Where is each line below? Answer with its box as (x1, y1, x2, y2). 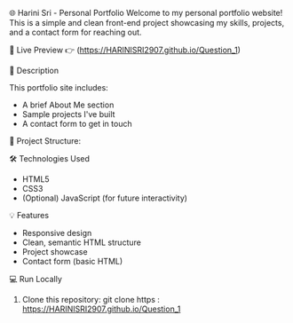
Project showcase (21, 247, 88, 256)
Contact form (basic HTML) (21, 256, 123, 266)
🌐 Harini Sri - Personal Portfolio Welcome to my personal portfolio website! (9, 8, 283, 18)
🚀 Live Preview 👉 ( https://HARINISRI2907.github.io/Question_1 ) (9, 44, 242, 55)
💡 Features (9, 210, 50, 220)
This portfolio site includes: (9, 83, 108, 92)
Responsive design (21, 228, 92, 238)
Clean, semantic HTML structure (21, 237, 142, 248)
